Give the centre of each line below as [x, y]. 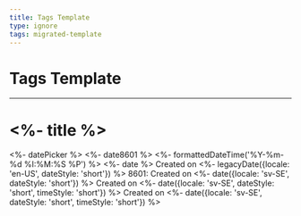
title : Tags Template [50, 17]
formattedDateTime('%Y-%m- [229, 155]
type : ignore [34, 26]
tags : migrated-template [56, 34]
